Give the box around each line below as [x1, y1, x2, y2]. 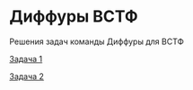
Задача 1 [9, 53, 43, 64]
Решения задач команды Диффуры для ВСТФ [9, 36, 184, 47]
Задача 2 [9, 70, 45, 82]
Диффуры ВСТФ [9, 6, 138, 27]
